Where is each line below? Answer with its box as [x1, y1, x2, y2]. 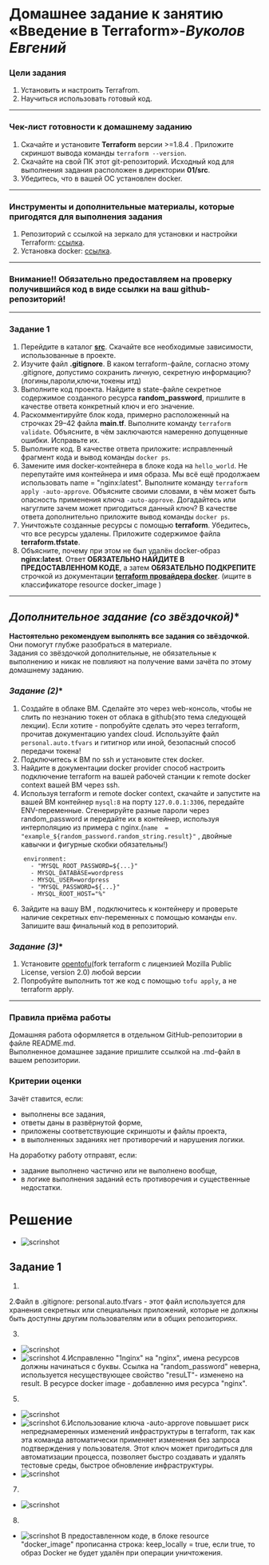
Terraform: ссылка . [20, 237, 85, 248]
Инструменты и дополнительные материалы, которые [9, 201, 235, 212]
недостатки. [20, 1182, 62, 1192]
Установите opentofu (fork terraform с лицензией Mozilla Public [20, 959, 232, 969]
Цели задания [9, 67, 67, 78]
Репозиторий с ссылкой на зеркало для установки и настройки [20, 229, 238, 239]
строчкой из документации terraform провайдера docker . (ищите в [20, 571, 252, 580]
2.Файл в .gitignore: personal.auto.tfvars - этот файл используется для [9, 1296, 246, 1307]
